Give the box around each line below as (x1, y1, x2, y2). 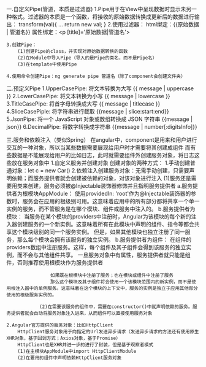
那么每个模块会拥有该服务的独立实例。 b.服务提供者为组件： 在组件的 (17, 236, 192, 243)
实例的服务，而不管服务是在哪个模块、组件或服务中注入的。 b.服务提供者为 (6, 205, 196, 212)
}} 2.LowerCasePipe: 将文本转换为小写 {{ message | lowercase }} (6, 93, 170, 99)
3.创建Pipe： (6, 42, 37, 48)
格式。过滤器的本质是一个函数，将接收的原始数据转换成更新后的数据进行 (11, 13, 194, 20)
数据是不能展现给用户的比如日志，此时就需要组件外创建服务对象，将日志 (11, 152, 194, 158)
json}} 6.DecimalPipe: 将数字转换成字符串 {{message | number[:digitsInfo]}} (6, 123, 197, 130)
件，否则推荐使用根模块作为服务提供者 (6, 259, 103, 266)
